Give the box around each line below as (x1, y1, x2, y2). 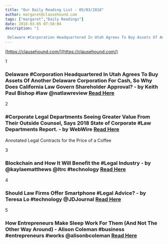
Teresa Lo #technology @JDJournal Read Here (5, 195, 121, 202)
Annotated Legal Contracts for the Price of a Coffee (5, 137, 111, 143)
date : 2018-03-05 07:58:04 (5, 21, 61, 26)
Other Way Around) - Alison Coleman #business (5, 226, 125, 233)
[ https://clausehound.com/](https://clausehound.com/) (5, 48, 118, 54)
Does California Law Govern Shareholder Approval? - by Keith (5, 83, 158, 90)
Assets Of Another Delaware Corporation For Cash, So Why (5, 77, 152, 84)
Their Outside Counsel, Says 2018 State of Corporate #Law (5, 119, 151, 126)
